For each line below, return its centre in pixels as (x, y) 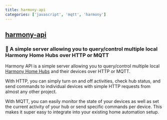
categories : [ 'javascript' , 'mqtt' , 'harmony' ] (56, 14)
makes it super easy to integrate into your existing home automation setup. (82, 112)
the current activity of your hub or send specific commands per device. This (84, 107)
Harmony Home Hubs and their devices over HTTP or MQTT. (68, 71)
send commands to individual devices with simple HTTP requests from (78, 86)
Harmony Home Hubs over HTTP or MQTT (57, 55)
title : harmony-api (25, 10)
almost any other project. (31, 92)
